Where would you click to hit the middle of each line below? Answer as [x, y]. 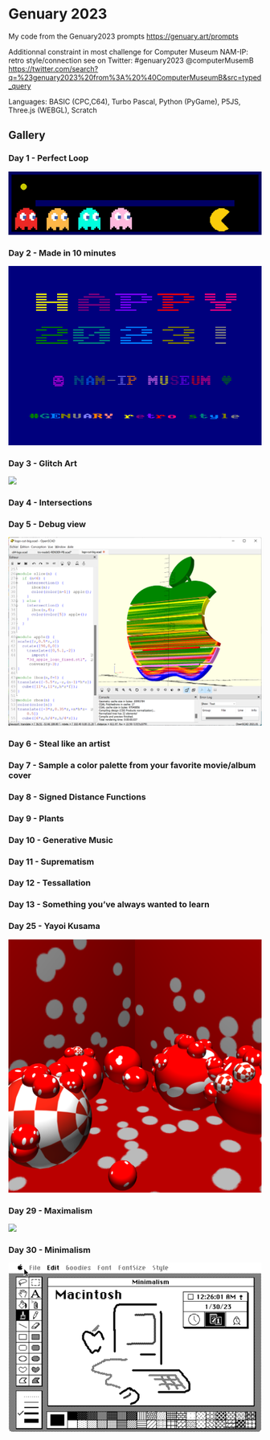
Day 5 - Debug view [47, 525]
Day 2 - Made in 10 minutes [62, 252]
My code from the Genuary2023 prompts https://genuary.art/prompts [123, 36]
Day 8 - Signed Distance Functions [77, 796]
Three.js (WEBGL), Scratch [53, 110]
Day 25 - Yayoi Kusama [54, 927]
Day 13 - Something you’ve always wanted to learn [109, 905]
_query [20, 86]
